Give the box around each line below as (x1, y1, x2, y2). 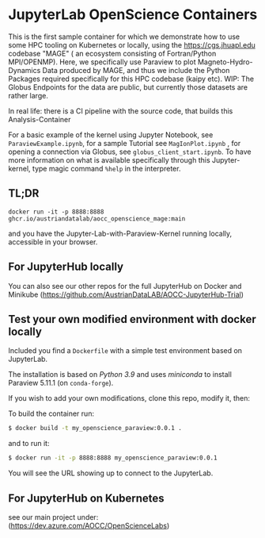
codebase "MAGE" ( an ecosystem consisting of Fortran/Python (8, 48, 217, 58)
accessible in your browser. (8, 236, 98, 247)
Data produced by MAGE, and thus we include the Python (42, 65, 230, 75)
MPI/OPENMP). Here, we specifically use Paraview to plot (8, 57, 196, 67)
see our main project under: (8, 512, 99, 521)
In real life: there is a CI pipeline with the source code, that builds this (8, 106, 233, 116)
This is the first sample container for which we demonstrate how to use (8, 32, 240, 41)
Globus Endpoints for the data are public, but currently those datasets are (8, 82, 248, 92)
